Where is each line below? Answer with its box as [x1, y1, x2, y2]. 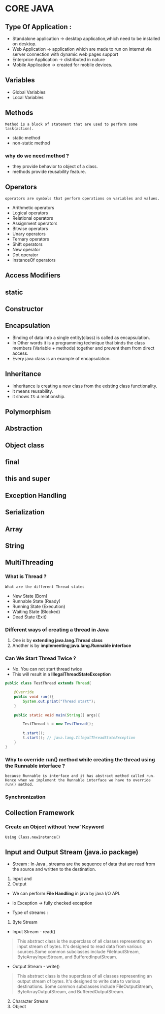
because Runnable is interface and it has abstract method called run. [5, 774, 155, 778]
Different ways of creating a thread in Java [5, 626, 109, 633]
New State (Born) [12, 593, 48, 599]
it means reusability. [12, 388, 53, 394]
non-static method [12, 140, 50, 146]
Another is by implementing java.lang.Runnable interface [12, 642, 132, 648]
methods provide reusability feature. [12, 169, 86, 174]
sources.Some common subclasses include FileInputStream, [17, 949, 140, 955]
